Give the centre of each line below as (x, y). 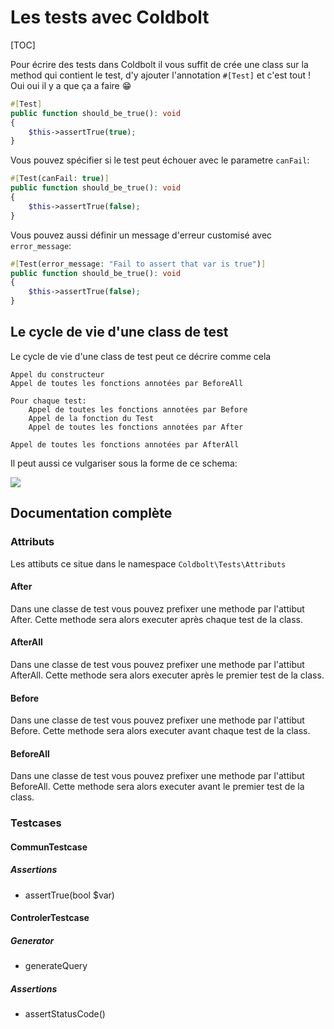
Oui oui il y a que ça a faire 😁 (71, 85)
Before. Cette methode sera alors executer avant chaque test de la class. (160, 731)
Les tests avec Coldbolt (110, 17)
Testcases (36, 823)
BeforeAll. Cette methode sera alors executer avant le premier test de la (157, 787)
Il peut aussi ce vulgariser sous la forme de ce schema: (124, 463)
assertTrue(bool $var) (69, 895)
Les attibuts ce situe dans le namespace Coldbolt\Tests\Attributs (148, 563)
